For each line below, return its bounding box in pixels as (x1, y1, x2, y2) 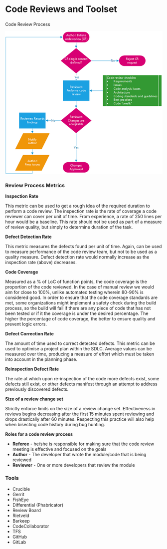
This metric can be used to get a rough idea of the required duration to (5, 203, 151, 209)
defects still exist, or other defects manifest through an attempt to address (5, 381, 158, 387)
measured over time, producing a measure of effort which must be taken (5, 351, 155, 357)
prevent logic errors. (5, 321, 47, 327)
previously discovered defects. (5, 386, 69, 392)
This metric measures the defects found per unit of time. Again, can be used (5, 244, 162, 250)
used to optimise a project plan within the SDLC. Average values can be (5, 346, 152, 352)
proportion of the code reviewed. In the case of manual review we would (5, 284, 154, 290)
